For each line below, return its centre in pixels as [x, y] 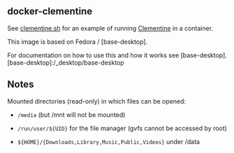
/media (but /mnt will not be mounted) [71, 115]
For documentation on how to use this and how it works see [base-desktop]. [117, 55]
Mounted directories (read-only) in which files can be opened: [97, 101]
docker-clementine [50, 11]
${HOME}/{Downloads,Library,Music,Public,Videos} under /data [109, 141]
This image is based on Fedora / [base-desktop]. [78, 42]
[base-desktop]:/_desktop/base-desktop [66, 63]
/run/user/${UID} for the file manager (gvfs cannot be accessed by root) [122, 128]
